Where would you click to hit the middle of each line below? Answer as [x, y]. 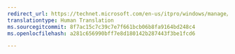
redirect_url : [28, 14]
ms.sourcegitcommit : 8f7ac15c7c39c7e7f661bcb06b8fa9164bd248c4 [101, 27]
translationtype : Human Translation [60, 20]
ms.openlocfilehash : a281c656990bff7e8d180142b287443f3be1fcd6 [101, 33]
